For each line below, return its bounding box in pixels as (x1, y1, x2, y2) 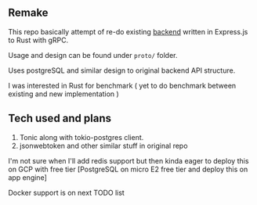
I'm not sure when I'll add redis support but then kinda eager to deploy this (8, 156, 249, 165)
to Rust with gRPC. (8, 35, 69, 45)
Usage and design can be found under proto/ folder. (8, 50, 178, 59)
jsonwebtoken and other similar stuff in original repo (19, 141, 188, 150)
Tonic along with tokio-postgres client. (19, 132, 144, 142)
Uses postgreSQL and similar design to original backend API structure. (8, 66, 236, 75)
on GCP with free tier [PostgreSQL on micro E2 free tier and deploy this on (8, 164, 248, 174)
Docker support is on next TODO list (8, 188, 125, 197)
